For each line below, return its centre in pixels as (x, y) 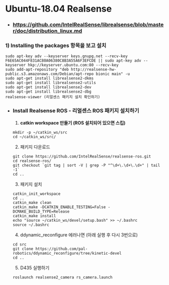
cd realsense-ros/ (32, 161)
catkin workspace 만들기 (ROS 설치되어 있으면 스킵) (73, 123)
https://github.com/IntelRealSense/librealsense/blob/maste (88, 25)
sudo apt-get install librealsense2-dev (49, 87)
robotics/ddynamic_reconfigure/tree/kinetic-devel (67, 253)
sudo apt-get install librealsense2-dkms (50, 78)
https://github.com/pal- (61, 249)
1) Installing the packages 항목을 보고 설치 (56, 46)
